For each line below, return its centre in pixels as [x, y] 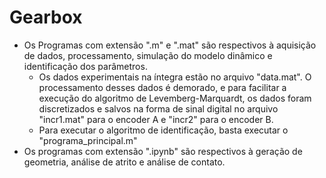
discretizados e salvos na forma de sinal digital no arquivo [158, 108]
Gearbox [46, 17]
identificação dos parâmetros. [85, 66]
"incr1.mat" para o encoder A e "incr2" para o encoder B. [156, 119]
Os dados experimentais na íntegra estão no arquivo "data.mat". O [175, 77]
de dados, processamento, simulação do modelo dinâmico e [148, 55]
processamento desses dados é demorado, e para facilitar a [162, 87]
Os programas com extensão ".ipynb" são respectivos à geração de [163, 151]
